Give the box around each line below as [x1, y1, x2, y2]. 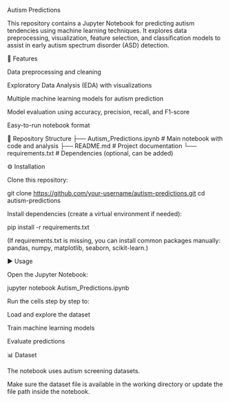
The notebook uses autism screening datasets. [7, 367, 140, 374]
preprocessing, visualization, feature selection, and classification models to [7, 34, 221, 42]
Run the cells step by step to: [7, 297, 90, 305]
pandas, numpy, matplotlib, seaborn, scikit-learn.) [7, 244, 149, 252]
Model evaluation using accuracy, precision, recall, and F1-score [7, 108, 190, 116]
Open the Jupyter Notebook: [7, 271, 88, 278]
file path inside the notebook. [7, 388, 90, 395]
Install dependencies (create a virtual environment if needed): [7, 210, 182, 218]
